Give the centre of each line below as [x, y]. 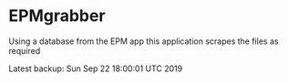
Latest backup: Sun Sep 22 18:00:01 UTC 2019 [96, 68]
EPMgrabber [57, 16]
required [25, 50]
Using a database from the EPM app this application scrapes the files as [144, 41]
